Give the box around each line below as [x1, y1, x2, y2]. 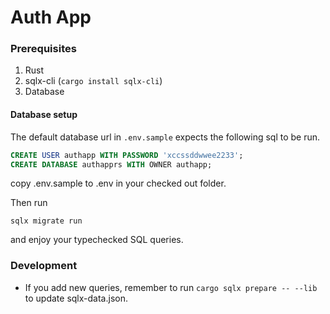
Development [10, 259, 78, 273]
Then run [10, 197, 48, 209]
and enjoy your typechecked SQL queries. [10, 234, 184, 246]
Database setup [10, 109, 78, 121]
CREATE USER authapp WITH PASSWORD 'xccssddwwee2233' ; [10, 150, 244, 160]
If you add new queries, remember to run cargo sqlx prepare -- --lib [24, 281, 318, 293]
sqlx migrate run [10, 216, 83, 226]
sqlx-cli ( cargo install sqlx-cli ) [24, 75, 163, 87]
